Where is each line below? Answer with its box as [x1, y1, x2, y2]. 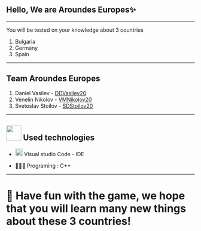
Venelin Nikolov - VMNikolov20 [14, 96, 92, 103]
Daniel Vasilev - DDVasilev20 [14, 89, 87, 96]
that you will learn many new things [6, 202, 187, 215]
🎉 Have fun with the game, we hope [6, 189, 185, 202]
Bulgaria [14, 38, 36, 45]
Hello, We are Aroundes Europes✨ [6, 5, 136, 15]
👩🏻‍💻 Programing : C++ [14, 162, 71, 169]
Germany [14, 44, 38, 51]
